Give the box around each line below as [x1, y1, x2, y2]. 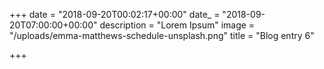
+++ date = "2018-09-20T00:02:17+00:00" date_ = [9, 9, 221, 20]
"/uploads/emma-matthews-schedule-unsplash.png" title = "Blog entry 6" [9, 30, 315, 41]
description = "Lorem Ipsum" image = [99, 19, 256, 31]
